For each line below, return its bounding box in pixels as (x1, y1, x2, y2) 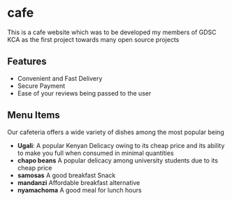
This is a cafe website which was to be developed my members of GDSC (7, 28, 217, 36)
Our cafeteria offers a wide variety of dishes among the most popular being (7, 128, 225, 136)
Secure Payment (17, 82, 66, 90)
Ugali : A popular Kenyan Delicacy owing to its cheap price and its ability (17, 141, 225, 149)
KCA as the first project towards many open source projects (7, 35, 180, 43)
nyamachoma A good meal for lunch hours (17, 186, 142, 194)
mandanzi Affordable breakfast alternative (17, 178, 140, 186)
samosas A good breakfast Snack (17, 171, 116, 179)
